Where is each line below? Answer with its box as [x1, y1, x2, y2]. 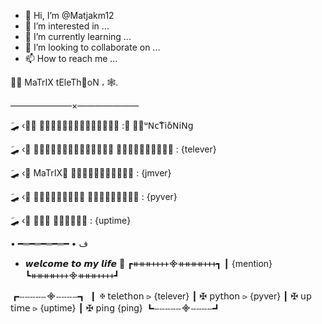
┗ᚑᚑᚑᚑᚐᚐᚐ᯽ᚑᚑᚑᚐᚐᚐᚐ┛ [24, 270, 120, 281]
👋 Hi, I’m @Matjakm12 [24, 10, 115, 21]
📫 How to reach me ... [24, 53, 118, 64]
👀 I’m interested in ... [24, 20, 110, 32]
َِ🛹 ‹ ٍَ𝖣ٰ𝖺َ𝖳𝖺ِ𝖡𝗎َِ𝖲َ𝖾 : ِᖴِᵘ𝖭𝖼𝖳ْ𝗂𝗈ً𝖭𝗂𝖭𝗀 [10, 120, 194, 131]
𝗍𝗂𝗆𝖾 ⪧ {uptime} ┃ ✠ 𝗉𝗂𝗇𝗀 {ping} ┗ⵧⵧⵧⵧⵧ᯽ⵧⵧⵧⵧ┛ [10, 302, 222, 314]
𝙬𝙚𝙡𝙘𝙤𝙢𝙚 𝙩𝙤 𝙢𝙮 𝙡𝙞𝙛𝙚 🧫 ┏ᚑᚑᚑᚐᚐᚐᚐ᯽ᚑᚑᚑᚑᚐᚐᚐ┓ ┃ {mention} [24, 258, 273, 269]
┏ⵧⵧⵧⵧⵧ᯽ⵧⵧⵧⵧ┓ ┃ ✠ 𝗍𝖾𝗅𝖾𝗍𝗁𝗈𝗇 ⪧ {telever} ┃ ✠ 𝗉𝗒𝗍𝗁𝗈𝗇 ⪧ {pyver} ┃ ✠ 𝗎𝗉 [10, 290, 312, 302]
